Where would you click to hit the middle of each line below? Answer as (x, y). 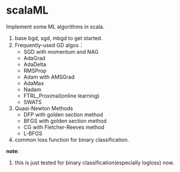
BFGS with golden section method (65, 121)
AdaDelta (35, 64)
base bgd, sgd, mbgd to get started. (58, 38)
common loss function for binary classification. (72, 139)
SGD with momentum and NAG (61, 51)
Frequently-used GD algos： (49, 45)
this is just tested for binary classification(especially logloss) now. (94, 163)
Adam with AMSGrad (49, 77)
